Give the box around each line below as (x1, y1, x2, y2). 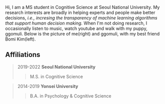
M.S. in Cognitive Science (29, 73, 83, 79)
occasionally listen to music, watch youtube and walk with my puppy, (5, 25, 147, 31)
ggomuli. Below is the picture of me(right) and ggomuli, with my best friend (5, 31, 160, 36)
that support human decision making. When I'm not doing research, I (5, 20, 147, 26)
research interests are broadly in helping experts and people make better (5, 9, 155, 15)
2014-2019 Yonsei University (17, 83, 78, 89)
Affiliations (5, 50, 40, 59)
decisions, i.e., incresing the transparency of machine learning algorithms (5, 15, 157, 20)
